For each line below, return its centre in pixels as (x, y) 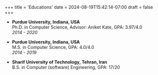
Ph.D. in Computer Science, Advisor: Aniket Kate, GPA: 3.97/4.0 (77, 27)
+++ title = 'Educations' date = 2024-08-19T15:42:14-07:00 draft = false (79, 7)
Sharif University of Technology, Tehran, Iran (60, 62)
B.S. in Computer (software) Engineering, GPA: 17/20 (66, 67)
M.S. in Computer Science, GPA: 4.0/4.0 (53, 47)
